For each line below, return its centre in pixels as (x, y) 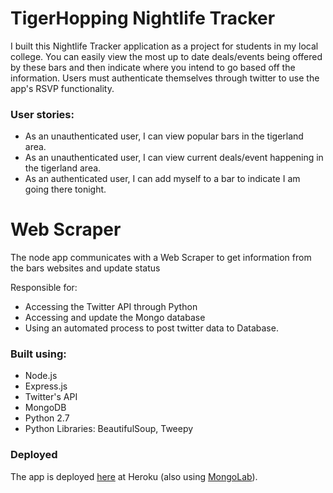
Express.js (46, 386)
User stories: (42, 114)
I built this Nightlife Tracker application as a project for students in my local (164, 46)
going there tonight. (65, 189)
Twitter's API (51, 397)
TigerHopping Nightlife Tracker (143, 18)
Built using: (38, 354)
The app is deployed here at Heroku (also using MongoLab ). (134, 476)
